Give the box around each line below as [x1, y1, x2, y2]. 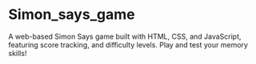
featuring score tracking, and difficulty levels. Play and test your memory [8, 40, 248, 49]
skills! [8, 48, 27, 58]
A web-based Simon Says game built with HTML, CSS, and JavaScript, [8, 32, 242, 41]
